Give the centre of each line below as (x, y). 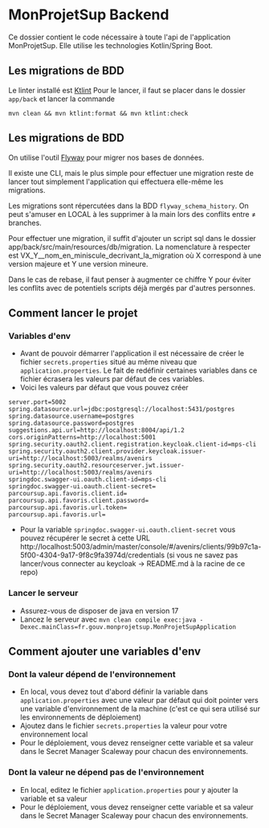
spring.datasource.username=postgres (71, 416)
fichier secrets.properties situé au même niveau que (108, 362)
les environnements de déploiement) (81, 717)
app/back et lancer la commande (61, 99)
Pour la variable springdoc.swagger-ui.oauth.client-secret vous (128, 530)
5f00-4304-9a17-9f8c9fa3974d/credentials (92, 555)
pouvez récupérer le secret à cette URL (85, 538)
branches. (25, 222)
